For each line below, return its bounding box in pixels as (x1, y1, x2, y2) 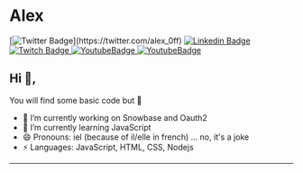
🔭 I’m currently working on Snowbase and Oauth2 (22, 112, 207, 123)
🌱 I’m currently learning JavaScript (22, 122, 151, 132)
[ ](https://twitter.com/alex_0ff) (9, 35, 182, 46)
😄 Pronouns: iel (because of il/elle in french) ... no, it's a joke (22, 132, 250, 142)
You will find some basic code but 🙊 (9, 95, 142, 105)
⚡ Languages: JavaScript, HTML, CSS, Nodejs (22, 141, 194, 152)
